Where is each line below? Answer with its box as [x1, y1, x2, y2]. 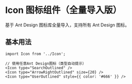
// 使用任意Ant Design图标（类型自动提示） [5, 61, 86, 66]
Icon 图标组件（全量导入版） [5, 4, 122, 16]
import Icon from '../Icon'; [5, 51, 66, 56]
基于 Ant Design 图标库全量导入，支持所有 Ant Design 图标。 [5, 22, 130, 28]
